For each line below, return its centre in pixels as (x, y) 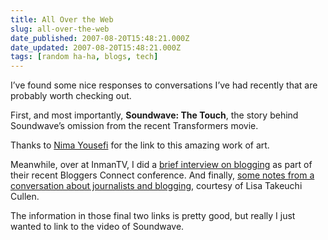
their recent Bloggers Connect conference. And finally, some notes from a (162, 175)
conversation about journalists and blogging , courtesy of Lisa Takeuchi (156, 186)
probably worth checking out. (71, 96)
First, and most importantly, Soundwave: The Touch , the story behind (154, 115)
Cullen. (25, 197)
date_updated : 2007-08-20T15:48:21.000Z (96, 47)
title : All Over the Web (62, 19)
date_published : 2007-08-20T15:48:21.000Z (100, 38)
